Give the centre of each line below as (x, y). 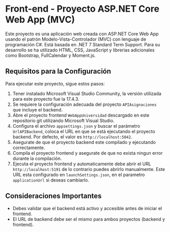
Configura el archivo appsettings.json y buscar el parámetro (76, 126)
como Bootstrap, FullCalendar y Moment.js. (50, 55)
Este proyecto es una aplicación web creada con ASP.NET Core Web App (82, 34)
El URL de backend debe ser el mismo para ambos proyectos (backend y (89, 219)
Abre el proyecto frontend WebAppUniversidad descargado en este (81, 115)
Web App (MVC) (40, 20)
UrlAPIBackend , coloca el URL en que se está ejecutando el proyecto (84, 131)
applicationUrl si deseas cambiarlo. (51, 180)
